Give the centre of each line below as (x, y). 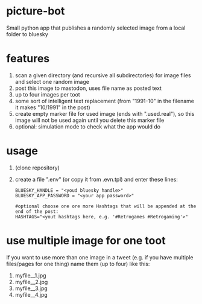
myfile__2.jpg (31, 282)
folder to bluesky (27, 34)
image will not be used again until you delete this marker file (90, 120)
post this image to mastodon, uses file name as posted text (88, 88)
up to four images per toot (47, 94)
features (28, 59)
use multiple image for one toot (86, 241)
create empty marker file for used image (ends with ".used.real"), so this (105, 113)
